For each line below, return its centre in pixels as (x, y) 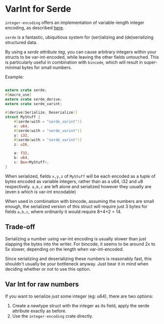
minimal (13, 67)
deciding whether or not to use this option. (48, 269)
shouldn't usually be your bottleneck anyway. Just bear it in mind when (77, 264)
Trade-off (20, 227)
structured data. (21, 42)
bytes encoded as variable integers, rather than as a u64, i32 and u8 (74, 181)
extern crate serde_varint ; (34, 104)
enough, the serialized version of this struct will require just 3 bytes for (76, 206)
